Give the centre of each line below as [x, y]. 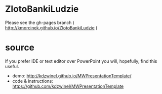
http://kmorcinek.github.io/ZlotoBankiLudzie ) [51, 27]
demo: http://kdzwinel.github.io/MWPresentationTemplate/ [72, 76]
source [20, 48]
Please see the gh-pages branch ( [40, 23]
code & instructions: [33, 81]
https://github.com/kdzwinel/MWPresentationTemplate [68, 86]
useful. [12, 66]
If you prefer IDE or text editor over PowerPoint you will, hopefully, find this [81, 61]
